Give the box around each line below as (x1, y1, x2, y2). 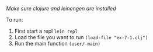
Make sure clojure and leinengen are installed (6, 5, 116, 12)
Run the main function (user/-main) (14, 40, 101, 47)
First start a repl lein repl (14, 27, 78, 34)
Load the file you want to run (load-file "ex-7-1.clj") (14, 34, 148, 40)
